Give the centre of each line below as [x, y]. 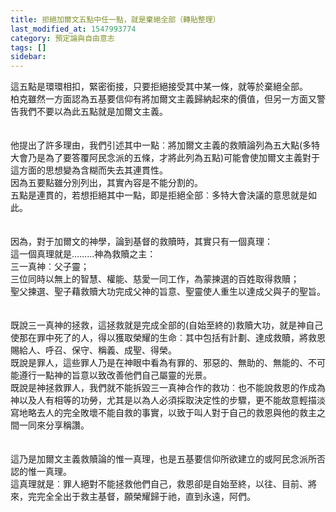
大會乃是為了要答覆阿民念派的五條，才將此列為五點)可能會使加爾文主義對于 [165, 158]
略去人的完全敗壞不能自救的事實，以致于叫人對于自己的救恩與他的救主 [172, 413]
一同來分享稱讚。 [54, 425]
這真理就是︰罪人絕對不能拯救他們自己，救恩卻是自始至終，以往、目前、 [159, 484]
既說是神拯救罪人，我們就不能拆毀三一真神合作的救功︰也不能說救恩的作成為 [168, 388]
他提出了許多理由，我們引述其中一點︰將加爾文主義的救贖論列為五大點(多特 [165, 145]
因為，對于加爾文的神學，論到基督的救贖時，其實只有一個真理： [141, 242]
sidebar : [28, 57]
